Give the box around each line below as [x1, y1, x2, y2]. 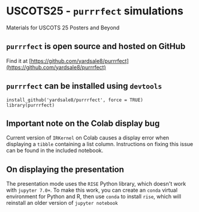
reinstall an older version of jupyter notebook [6, 199, 118, 207]
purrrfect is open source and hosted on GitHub [6, 41, 186, 52]
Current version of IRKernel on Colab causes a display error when [6, 134, 170, 141]
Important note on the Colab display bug [6, 118, 160, 128]
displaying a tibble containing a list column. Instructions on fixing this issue [6, 141, 194, 148]
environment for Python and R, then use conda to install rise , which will [6, 193, 182, 200]
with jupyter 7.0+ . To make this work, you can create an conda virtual [6, 187, 178, 194]
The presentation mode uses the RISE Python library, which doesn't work [6, 180, 186, 187]
